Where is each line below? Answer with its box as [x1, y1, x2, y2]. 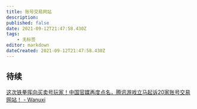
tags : [6, 31, 20, 37]
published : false [6, 20, 50, 26]
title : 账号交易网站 [6, 8, 52, 15]
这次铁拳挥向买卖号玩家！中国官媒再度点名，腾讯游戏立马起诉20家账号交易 [6, 88, 191, 96]
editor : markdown [6, 43, 50, 49]
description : [6, 14, 39, 20]
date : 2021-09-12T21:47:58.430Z [6, 25, 87, 32]
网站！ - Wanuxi [6, 96, 46, 103]
